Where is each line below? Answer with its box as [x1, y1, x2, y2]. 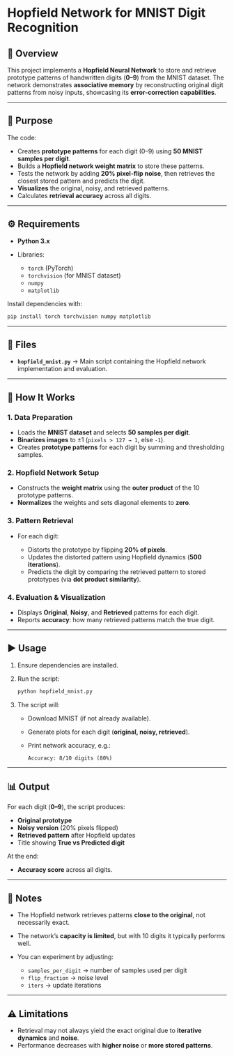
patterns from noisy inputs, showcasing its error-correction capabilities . [7, 89, 217, 96]
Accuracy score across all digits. [17, 866, 113, 874]
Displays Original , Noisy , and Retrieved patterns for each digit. [17, 608, 200, 617]
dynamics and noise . [17, 1034, 79, 1042]
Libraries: [17, 250, 45, 259]
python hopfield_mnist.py [17, 688, 93, 695]
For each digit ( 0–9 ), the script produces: [7, 803, 125, 811]
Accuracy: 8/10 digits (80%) [27, 755, 113, 762]
